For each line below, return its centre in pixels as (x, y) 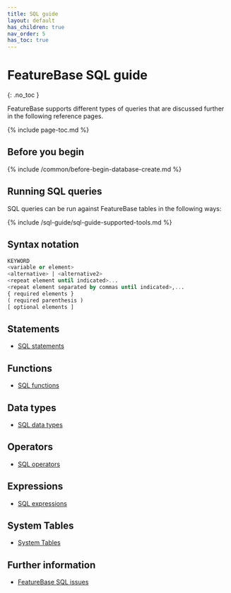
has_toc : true (28, 40)
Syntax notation (43, 245)
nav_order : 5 (26, 34)
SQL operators (39, 464)
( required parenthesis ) (45, 300)
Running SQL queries (55, 192)
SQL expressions (42, 503)
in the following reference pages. (55, 116)
